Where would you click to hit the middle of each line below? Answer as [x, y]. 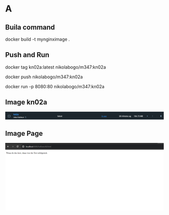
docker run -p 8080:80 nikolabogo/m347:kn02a [55, 86]
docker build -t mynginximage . [38, 39]
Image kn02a [26, 102]
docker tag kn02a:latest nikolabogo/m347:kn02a [56, 67]
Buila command [30, 27]
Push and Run [27, 55]
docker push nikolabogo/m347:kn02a [44, 77]
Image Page [24, 134]
